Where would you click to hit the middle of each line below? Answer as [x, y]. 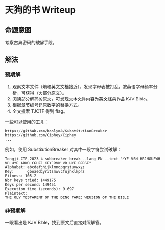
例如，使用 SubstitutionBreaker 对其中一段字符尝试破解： [63, 149]
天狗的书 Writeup [40, 10]
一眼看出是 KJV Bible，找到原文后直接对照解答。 [55, 222]
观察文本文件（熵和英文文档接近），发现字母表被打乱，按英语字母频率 [82, 86]
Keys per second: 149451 [31, 184]
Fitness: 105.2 [21, 176]
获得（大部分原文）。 [46, 93]
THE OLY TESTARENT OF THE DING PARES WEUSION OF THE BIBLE [67, 197]
